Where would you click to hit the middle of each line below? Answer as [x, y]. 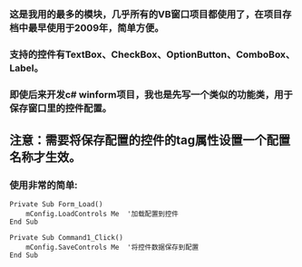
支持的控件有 [38, 54]
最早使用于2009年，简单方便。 [96, 27]
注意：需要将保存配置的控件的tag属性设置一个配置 [150, 141]
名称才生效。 [45, 157]
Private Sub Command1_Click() [67, 238]
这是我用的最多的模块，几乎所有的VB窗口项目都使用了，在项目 [146, 14]
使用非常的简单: [44, 186]
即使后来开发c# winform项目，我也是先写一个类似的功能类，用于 [151, 94]
